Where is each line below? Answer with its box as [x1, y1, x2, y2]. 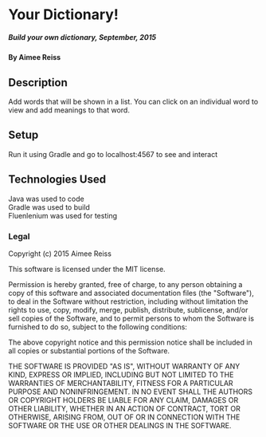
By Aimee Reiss [8, 53, 61, 62]
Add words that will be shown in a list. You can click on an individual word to [8, 96, 259, 106]
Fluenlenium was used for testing [8, 211, 118, 220]
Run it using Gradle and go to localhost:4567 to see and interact [8, 149, 218, 159]
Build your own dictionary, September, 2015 [8, 32, 157, 41]
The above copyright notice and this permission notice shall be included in [8, 337, 252, 347]
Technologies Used [8, 173, 106, 187]
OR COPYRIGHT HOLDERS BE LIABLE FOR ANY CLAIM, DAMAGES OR [8, 395, 239, 404]
